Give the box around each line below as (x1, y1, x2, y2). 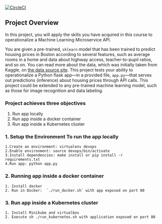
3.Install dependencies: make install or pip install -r (5, 153, 123, 158)
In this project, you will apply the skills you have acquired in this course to (5, 32, 153, 37)
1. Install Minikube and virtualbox (5, 210, 79, 215)
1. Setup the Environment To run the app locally (5, 133, 119, 140)
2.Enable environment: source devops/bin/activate (5, 149, 110, 153)
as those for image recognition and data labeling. (5, 88, 104, 93)
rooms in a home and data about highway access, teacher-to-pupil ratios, (5, 56, 152, 62)
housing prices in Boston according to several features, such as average (5, 51, 150, 57)
